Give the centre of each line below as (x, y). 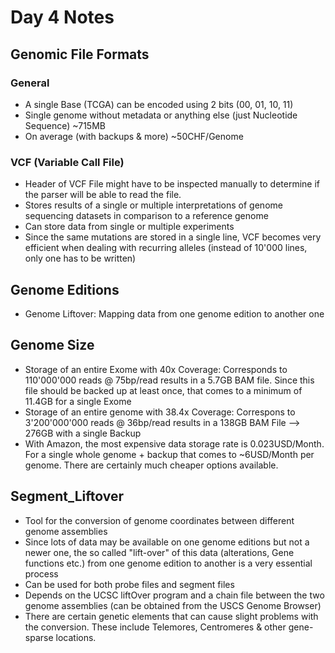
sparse (39, 637)
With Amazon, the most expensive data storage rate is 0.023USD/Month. (174, 443)
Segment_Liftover (67, 496)
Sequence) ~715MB (65, 125)
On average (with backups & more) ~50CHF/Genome (134, 136)
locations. (76, 637)
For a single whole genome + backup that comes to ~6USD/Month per (169, 454)
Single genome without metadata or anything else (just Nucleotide (161, 115)
